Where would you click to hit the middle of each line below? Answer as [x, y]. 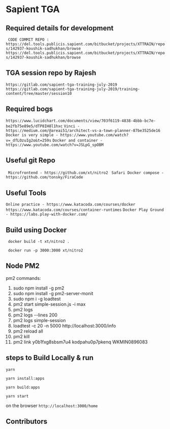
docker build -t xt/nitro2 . [39, 242]
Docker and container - [78, 140]
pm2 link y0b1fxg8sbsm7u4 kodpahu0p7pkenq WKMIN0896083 [80, 342]
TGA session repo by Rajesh [51, 73]
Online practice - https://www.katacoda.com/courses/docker [71, 205]
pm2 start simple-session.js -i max [49, 304]
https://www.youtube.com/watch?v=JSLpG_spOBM [55, 145]
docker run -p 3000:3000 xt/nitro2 [45, 251]
